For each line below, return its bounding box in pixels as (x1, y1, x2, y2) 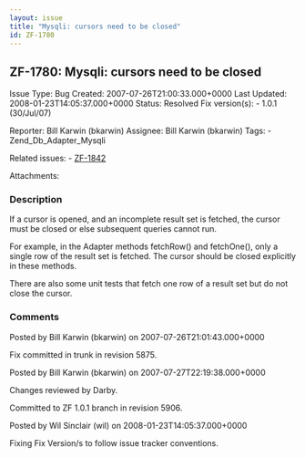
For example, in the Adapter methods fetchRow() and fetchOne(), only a (9, 241, 279, 252)
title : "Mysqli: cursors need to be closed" (9, 22, 181, 31)
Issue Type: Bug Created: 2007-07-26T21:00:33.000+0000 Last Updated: (9, 88, 288, 99)
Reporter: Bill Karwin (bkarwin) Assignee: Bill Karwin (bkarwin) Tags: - (9, 125, 272, 137)
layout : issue (9, 13, 64, 23)
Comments (9, 311, 59, 324)
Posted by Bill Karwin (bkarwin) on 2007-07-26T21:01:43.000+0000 (9, 331, 266, 342)
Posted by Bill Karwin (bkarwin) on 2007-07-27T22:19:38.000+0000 (9, 367, 266, 378)
